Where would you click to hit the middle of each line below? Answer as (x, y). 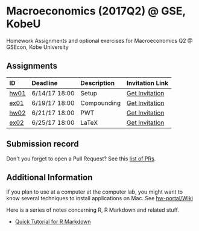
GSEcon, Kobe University (38, 47)
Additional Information (49, 177)
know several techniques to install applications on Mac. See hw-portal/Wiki (99, 198)
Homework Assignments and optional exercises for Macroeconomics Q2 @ (99, 40)
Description (98, 83)
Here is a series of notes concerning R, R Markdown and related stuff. (93, 210)
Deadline (45, 83)
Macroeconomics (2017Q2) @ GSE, (96, 11)
